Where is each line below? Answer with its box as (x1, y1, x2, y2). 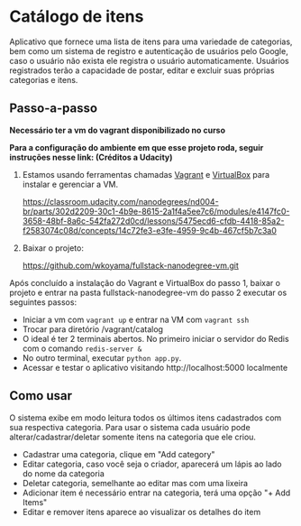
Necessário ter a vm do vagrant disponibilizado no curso (9, 125, 226, 135)
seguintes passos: (9, 296, 78, 308)
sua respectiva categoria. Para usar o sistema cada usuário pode (9, 421, 251, 432)
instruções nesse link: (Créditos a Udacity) (9, 152, 173, 162)
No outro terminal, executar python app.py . (22, 352, 182, 363)
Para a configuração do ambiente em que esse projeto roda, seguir (9, 142, 264, 152)
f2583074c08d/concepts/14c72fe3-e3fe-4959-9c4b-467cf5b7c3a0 (22, 225, 278, 235)
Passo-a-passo (9, 101, 97, 116)
